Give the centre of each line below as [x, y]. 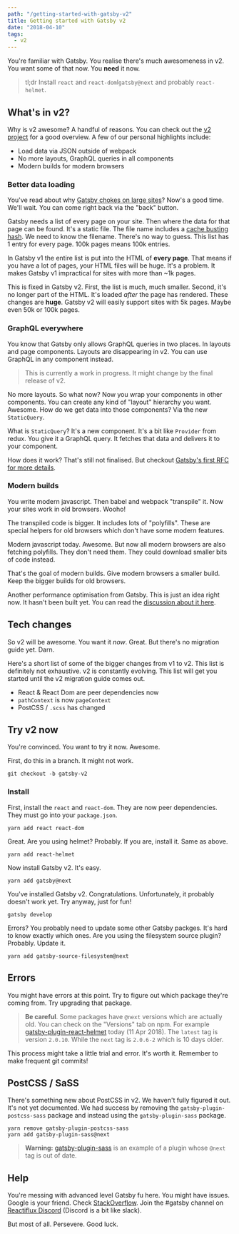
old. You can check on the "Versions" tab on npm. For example [117, 1024]
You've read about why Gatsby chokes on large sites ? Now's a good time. [116, 200]
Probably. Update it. [37, 943]
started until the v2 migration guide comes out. [76, 678]
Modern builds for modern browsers [71, 166]
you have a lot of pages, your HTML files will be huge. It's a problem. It [111, 265]
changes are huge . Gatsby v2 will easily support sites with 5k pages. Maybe [119, 302]
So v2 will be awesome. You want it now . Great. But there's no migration [113, 642]
